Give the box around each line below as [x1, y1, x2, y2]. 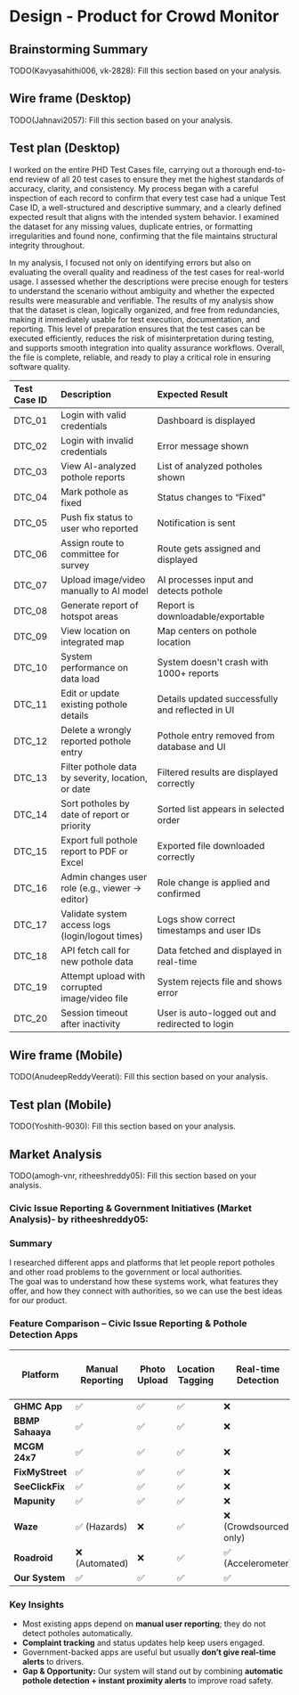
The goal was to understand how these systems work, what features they [9, 1276, 279, 1287]
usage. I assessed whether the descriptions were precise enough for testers [9, 276, 289, 287]
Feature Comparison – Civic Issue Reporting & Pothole [9, 1317, 247, 1330]
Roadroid [13, 1552, 53, 1564]
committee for [61, 548, 120, 560]
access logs [61, 918, 111, 931]
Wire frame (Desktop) [9, 91, 132, 106]
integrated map [61, 635, 125, 648]
